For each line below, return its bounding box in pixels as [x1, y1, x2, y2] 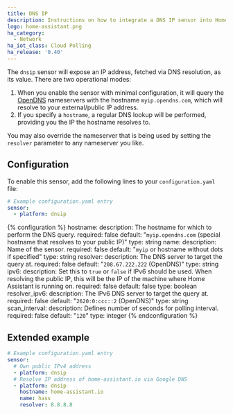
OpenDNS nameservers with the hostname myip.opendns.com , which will [17, 96, 223, 104]
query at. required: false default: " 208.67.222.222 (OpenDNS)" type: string [7, 260, 219, 269]
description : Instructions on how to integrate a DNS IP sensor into [7, 17, 213, 24]
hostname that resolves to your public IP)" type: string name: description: [7, 238, 217, 246]
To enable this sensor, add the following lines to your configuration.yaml [7, 177, 216, 186]
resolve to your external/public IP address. [17, 103, 139, 111]
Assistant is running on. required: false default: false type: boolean [7, 282, 198, 291]
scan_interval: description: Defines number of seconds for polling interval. [7, 304, 219, 312]
